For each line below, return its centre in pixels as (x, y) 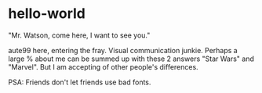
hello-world (47, 14)
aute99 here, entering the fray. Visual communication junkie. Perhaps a (123, 50)
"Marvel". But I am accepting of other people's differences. (103, 66)
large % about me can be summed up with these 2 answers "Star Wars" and (131, 59)
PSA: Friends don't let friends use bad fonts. (80, 82)
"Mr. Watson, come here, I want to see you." (79, 35)
